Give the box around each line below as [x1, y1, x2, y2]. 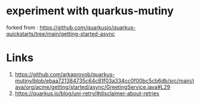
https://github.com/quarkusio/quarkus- [39, 24, 136, 31]
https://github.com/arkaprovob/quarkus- [14, 70, 115, 78]
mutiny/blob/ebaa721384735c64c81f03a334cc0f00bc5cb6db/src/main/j [14, 77, 194, 84]
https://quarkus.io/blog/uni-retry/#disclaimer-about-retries [14, 89, 159, 96]
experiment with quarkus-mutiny [6, 4, 174, 18]
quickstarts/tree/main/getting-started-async [6, 30, 115, 37]
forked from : [6, 24, 39, 31]
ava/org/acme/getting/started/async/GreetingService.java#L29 [14, 83, 171, 90]
